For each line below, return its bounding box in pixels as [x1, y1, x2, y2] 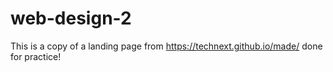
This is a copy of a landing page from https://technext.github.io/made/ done [10, 40, 323, 52]
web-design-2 [10, 7, 132, 30]
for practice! [10, 50, 62, 62]
